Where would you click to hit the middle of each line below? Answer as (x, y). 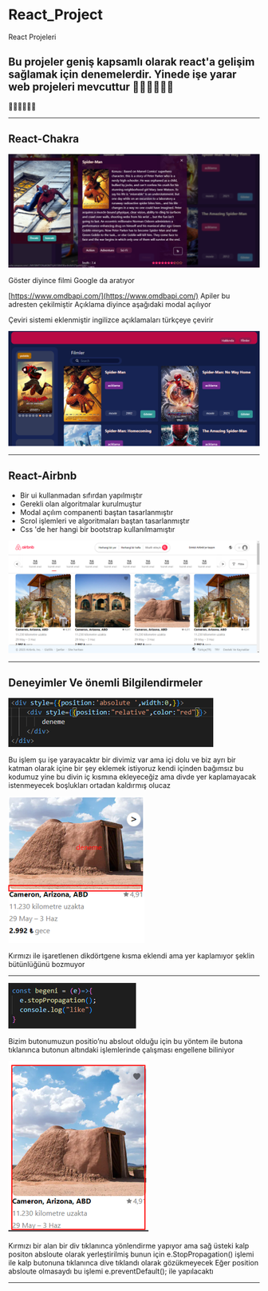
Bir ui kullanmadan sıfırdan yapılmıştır (81, 495)
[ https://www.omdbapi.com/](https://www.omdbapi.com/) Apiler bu (119, 296)
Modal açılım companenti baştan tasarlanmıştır (97, 512)
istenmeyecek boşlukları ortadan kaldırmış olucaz (90, 785)
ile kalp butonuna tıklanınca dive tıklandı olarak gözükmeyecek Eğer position (134, 1262)
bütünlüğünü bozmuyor (47, 964)
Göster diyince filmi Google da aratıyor (72, 280)
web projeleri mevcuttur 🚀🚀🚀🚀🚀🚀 (91, 87)
